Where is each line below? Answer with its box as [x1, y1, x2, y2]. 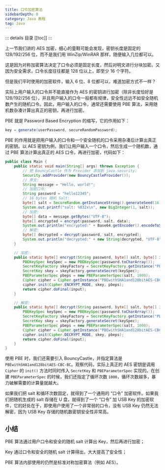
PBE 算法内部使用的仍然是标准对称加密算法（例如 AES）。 [5, 459, 121, 465]
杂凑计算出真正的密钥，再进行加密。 [13, 108, 87, 113]
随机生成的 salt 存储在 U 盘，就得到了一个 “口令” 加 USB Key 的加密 [13, 396, 150, 403]
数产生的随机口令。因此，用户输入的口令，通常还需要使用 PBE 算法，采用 [5, 101, 154, 107]
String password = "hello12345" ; [23, 191, 91, 196]
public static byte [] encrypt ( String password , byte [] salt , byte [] [14, 255, 157, 260]
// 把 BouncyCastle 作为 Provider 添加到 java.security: [23, 168, 137, 173]
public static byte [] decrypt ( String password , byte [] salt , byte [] [14, 305, 157, 310]
